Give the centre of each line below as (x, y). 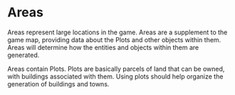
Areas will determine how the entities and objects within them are (103, 47)
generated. (23, 55)
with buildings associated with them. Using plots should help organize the (115, 76)
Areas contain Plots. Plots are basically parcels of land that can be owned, (116, 69)
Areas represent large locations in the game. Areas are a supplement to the (117, 32)
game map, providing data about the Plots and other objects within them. (114, 39)
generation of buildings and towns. (58, 84)
